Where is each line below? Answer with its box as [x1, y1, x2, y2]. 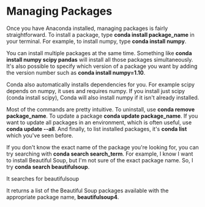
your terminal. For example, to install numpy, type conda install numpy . [6, 37, 187, 45]
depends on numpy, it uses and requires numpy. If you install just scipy [6, 87, 185, 94]
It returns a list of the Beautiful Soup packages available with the [6, 187, 169, 194]
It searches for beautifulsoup [6, 175, 80, 182]
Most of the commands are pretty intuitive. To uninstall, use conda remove [6, 105, 195, 113]
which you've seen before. [6, 132, 73, 139]
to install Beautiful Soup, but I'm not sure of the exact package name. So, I [6, 156, 193, 164]
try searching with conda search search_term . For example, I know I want [6, 150, 193, 157]
